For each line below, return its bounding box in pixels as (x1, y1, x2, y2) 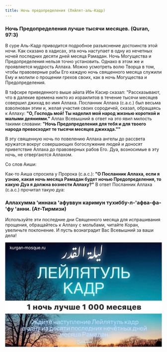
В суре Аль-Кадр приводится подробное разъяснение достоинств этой (5, 42, 158, 48)
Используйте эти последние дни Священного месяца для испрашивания (5, 217, 161, 223)
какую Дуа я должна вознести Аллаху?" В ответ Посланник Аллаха (5, 181, 153, 187)
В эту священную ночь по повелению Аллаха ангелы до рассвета (5, 136, 146, 142)
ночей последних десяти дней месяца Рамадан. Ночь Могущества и (5, 53, 152, 59)
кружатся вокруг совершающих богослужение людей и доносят (5, 141, 143, 147)
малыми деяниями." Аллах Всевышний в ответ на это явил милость (5, 115, 152, 121)
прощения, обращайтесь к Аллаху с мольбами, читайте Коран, (5, 222, 139, 228)
